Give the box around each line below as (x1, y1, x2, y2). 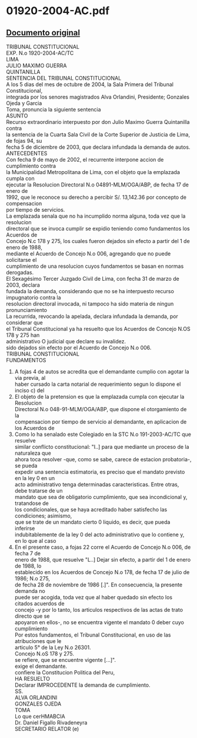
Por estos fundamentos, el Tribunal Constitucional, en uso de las (14, 631, 171, 638)
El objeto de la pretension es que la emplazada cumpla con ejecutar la (14, 393, 185, 400)
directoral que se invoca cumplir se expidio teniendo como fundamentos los (6, 225, 190, 232)
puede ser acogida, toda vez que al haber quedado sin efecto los (14, 594, 172, 601)
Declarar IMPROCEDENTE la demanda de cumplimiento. (14, 681, 151, 688)
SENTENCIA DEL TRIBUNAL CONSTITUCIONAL (6, 75, 122, 81)
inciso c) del (14, 387, 45, 393)
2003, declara (6, 281, 40, 288)
